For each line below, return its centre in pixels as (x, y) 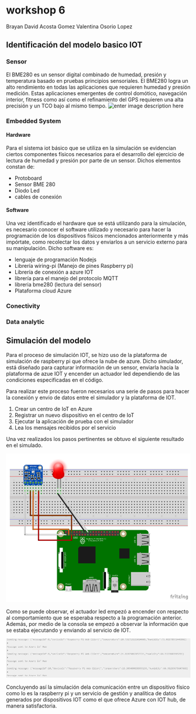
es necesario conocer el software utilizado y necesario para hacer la (89, 229)
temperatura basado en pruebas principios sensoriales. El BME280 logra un (97, 80)
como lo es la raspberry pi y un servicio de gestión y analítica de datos (91, 693)
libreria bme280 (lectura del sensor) (58, 284)
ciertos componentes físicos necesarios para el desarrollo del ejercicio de (95, 154)
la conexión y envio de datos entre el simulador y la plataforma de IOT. (91, 398)
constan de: (20, 166)
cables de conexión (38, 197)
